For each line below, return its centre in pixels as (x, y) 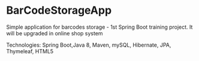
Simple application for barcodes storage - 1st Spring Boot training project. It (99, 27)
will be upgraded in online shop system (55, 33)
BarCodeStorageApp (59, 10)
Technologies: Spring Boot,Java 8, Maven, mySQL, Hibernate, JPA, (89, 45)
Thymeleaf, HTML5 (30, 51)
